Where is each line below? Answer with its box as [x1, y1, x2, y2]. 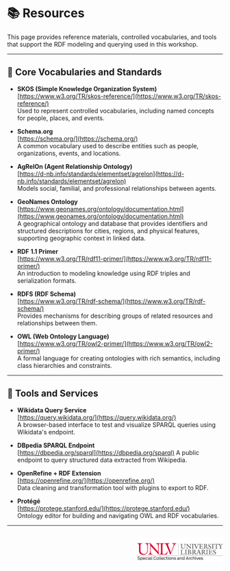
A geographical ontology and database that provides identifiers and [16, 219, 207, 227]
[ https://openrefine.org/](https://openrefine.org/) [16, 476, 155, 485]
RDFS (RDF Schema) [16, 290, 77, 298]
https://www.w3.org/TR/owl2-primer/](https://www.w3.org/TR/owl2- [19, 339, 214, 347]
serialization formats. [16, 276, 77, 285]
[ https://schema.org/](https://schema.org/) [16, 135, 138, 143]
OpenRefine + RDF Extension [16, 469, 101, 477]
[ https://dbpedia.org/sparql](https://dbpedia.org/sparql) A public [16, 448, 200, 456]
